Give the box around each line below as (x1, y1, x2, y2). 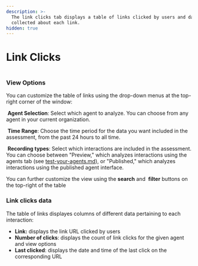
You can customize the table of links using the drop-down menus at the (6, 92, 180, 99)
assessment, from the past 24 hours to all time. (6, 134, 121, 141)
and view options (14, 240, 57, 247)
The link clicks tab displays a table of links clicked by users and (11, 14, 186, 20)
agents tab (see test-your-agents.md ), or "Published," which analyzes (6, 158, 176, 165)
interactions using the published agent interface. (6, 164, 124, 171)
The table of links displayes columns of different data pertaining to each (6, 210, 181, 217)
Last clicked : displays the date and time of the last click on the (14, 246, 167, 254)
